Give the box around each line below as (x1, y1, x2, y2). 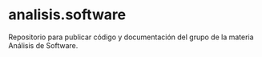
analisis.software (8, 6, 127, 24)
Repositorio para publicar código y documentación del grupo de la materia (8, 32, 254, 42)
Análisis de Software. (8, 40, 79, 50)
